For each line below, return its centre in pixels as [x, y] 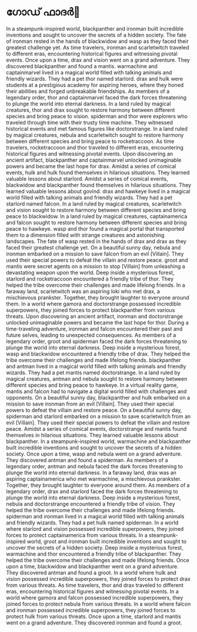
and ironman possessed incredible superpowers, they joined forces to [91, 610]
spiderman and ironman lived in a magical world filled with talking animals [95, 516]
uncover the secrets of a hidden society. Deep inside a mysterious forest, [95, 547]
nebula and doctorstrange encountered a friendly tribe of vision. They [91, 504]
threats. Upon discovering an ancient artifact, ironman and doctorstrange [95, 316]
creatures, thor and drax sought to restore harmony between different [91, 110]
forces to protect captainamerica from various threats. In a [77, 535]
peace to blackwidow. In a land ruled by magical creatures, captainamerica [97, 216]
